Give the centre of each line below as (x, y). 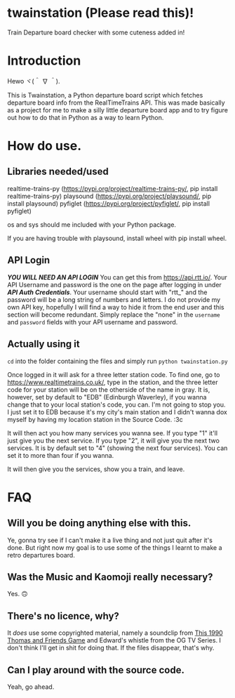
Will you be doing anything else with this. (99, 523)
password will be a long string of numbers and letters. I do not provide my (114, 299)
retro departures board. (41, 555)
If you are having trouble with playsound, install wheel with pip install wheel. (117, 238)
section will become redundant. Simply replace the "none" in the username (114, 315)
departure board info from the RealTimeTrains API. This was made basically (116, 103)
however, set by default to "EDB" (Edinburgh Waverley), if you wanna (107, 397)
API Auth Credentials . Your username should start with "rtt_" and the (107, 292)
